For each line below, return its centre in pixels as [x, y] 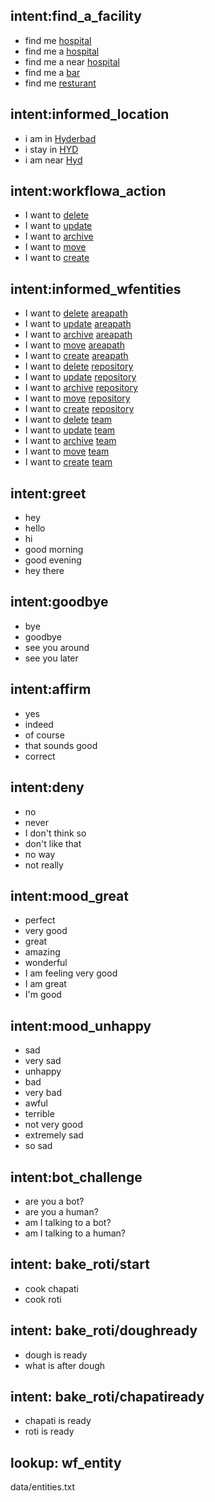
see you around [57, 647]
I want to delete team [68, 420]
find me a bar [52, 72]
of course [44, 735]
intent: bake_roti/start [80, 1264]
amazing [42, 952]
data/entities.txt [43, 1487]
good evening [53, 560]
